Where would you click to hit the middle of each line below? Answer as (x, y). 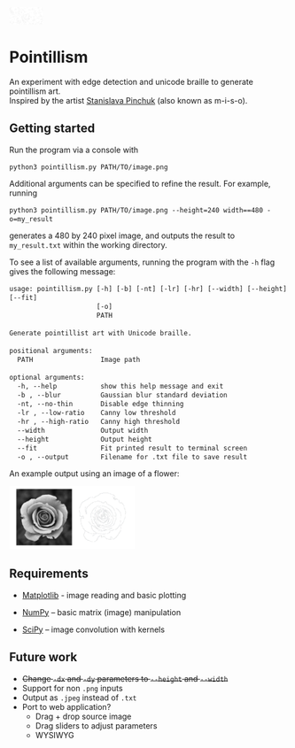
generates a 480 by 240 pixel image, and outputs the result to (122, 235)
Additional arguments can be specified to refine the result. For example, (140, 183)
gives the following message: (62, 271)
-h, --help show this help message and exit (120, 386)
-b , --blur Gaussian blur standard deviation (122, 395)
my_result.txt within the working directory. (89, 244)
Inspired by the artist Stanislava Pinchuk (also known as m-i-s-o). (128, 100)
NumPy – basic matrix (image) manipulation (101, 612)
